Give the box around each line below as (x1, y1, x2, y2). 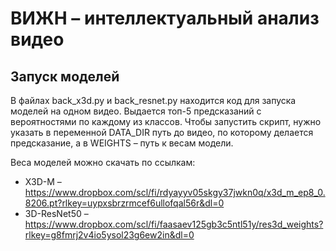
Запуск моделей (10, 68, 120, 85)
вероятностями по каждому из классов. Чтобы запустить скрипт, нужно (10, 116, 322, 127)
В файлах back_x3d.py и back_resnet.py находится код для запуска (10, 95, 297, 106)
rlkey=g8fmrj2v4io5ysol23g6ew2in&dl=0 (24, 229, 195, 241)
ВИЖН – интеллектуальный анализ (10, 7, 320, 30)
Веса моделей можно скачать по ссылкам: (10, 157, 196, 168)
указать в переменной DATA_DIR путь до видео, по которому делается (10, 127, 314, 138)
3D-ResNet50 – (24, 208, 89, 219)
